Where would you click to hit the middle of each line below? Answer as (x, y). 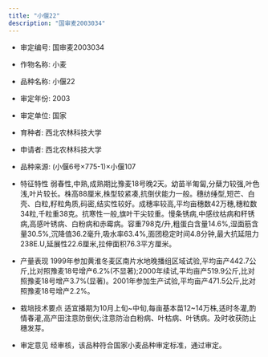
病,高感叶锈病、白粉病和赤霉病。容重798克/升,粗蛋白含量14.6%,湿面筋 (136, 223)
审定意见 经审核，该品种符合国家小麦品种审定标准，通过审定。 (123, 345)
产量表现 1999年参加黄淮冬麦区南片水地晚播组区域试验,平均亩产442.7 (134, 261)
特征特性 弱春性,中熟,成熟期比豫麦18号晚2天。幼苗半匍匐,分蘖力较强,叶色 (140, 183)
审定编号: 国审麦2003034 (62, 47)
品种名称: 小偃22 (47, 81)
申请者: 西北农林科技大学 (61, 149)
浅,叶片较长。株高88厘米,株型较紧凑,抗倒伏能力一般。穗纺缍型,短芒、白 (137, 193)
